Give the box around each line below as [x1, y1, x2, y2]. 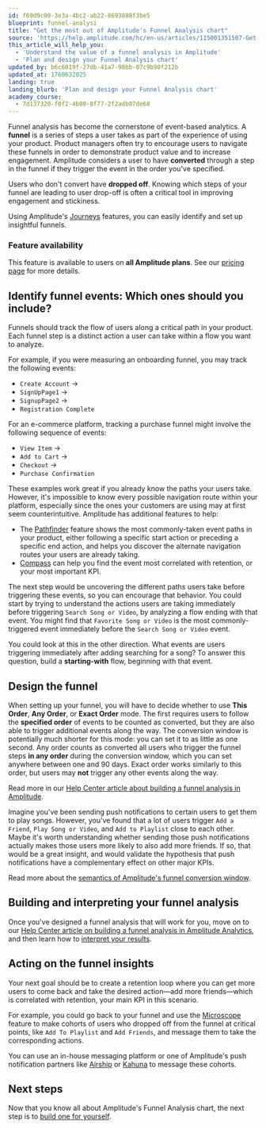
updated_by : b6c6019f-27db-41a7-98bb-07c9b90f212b [8, 63, 179, 71]
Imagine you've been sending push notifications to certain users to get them [8, 807, 257, 817]
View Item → [19, 444, 61, 453]
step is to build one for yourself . [8, 1112, 112, 1121]
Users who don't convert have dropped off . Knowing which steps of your [8, 179, 248, 189]
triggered [8, 624, 39, 634]
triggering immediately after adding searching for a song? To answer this [8, 648, 245, 658]
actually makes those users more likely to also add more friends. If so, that [8, 841, 251, 851]
